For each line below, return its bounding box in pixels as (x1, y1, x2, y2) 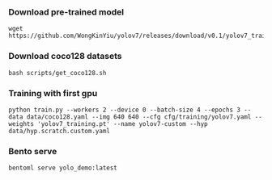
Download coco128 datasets (8, 51, 122, 62)
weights (8, 119, 35, 128)
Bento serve (8, 145, 57, 157)
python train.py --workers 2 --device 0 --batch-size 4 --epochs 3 (8, 106, 241, 114)
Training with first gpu (8, 87, 98, 98)
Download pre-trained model (8, 6, 124, 18)
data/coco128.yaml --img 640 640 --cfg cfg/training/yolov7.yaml (26, 112, 252, 121)
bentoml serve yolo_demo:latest (8, 164, 117, 172)
